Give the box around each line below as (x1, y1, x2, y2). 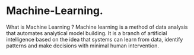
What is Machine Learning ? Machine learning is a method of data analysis (6, 23, 188, 30)
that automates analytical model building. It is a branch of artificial (6, 29, 167, 36)
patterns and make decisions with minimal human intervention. (6, 42, 159, 49)
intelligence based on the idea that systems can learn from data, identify (6, 36, 183, 43)
